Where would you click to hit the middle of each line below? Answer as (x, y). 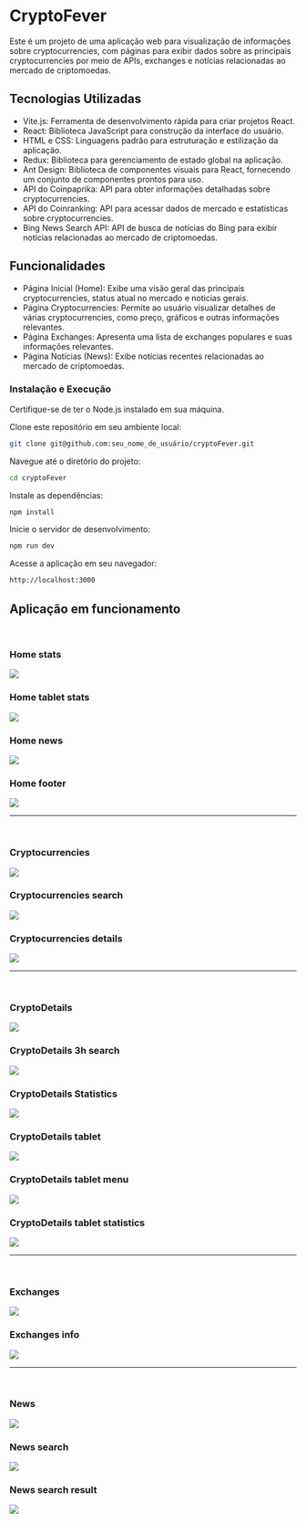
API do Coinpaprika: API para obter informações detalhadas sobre (146, 189)
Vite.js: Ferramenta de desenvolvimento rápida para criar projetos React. (159, 121)
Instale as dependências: (56, 495)
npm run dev (32, 546)
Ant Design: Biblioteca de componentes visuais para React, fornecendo (157, 169)
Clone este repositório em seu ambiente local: (96, 426)
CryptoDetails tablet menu (69, 1180)
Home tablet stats (50, 698)
